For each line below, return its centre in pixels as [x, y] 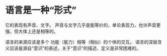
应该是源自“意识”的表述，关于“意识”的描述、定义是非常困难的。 [75, 48]
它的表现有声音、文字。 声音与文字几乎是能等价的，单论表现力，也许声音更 [83, 25]
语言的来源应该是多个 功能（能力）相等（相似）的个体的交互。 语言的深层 [81, 42]
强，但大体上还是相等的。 [32, 31]
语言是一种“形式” [41, 10]
